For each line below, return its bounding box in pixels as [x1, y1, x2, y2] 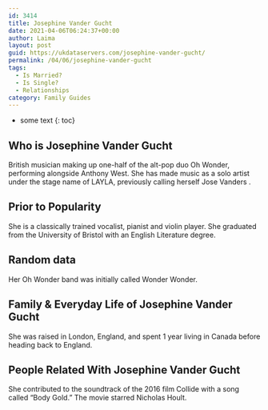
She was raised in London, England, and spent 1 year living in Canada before [8, 332, 261, 341]
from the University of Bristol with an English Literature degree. [8, 230, 216, 239]
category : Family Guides [8, 94, 91, 102]
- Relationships [15, 86, 70, 94]
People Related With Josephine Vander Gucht [8, 363, 241, 376]
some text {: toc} [19, 115, 76, 125]
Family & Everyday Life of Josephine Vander [8, 298, 234, 312]
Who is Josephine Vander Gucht [8, 139, 174, 152]
